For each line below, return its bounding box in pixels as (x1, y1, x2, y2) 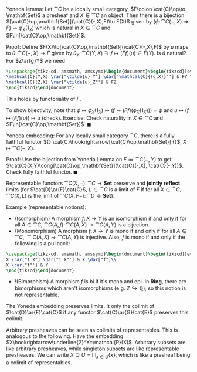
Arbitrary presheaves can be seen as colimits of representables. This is (6, 326, 178, 334)
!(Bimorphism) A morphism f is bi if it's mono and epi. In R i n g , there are (14, 278, 186, 285)
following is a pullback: (14, 239, 70, 246)
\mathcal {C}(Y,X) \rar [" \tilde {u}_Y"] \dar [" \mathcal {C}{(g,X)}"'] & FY (6, 74, 188, 80)
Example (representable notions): (6, 203, 87, 211)
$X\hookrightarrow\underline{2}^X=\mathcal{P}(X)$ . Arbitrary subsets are (6, 339, 186, 346)
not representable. (14, 291, 60, 299)
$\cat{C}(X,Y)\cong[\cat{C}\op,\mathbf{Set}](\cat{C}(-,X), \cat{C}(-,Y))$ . (6, 162, 184, 169)
